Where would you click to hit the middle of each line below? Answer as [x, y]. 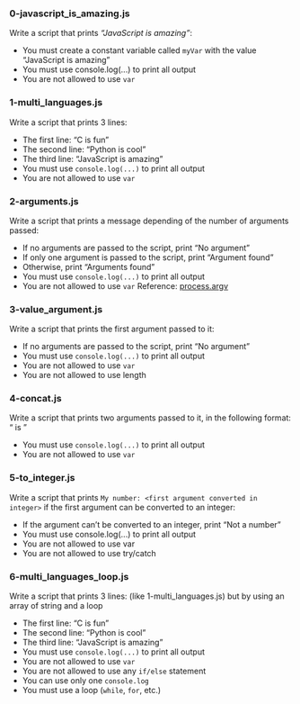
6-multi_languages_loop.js [69, 576]
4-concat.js [35, 399]
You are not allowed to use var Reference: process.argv [125, 285]
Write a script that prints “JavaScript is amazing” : [101, 33]
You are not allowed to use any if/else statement [114, 671]
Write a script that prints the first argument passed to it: [112, 329]
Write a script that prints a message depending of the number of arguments [149, 221]
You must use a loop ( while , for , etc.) [92, 690]
